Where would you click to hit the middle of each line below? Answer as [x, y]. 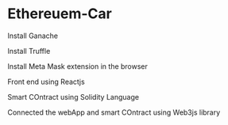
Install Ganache [33, 36]
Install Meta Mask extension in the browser [78, 66]
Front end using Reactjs [46, 81]
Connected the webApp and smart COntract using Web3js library [114, 112]
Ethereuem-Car [60, 14]
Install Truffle [29, 51]
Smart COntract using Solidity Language [73, 97]
